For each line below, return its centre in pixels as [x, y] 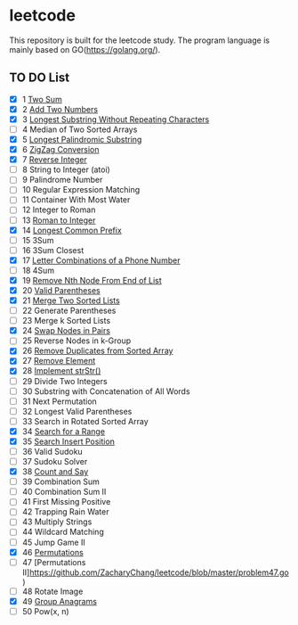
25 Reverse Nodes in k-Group [77, 341]
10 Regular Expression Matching [81, 190]
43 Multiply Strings [57, 522]
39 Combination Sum [61, 481]
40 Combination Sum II [64, 492]
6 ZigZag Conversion [60, 150]
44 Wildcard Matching [63, 532]
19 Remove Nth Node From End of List [92, 280]
